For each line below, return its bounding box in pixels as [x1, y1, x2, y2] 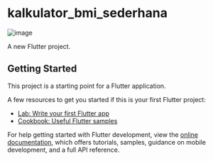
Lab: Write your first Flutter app [17, 109, 110, 118]
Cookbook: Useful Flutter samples [17, 116, 118, 125]
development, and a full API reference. [7, 145, 120, 154]
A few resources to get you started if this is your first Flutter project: [7, 95, 206, 104]
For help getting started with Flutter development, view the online [7, 130, 199, 139]
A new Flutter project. [7, 42, 71, 50]
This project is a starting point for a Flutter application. [7, 82, 166, 90]
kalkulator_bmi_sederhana [7, 5, 168, 21]
